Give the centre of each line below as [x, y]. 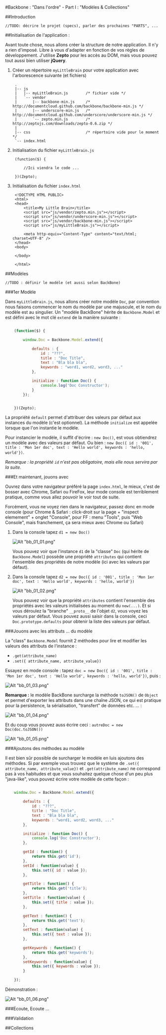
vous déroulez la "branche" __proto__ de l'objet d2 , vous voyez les [80, 611]
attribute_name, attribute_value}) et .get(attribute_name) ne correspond [83, 768]
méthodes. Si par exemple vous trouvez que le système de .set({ [72, 763]
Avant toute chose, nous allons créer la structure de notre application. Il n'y [82, 45]
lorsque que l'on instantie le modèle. [42, 428]
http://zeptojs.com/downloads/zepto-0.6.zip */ [62, 124]
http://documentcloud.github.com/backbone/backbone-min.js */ [78, 106]
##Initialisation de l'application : [38, 35]
